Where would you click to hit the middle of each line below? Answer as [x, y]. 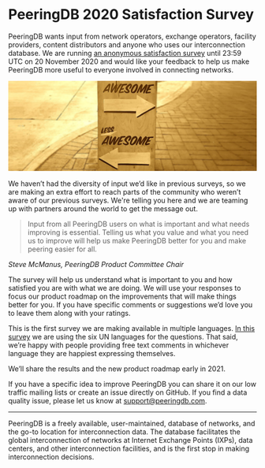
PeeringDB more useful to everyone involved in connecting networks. [121, 69]
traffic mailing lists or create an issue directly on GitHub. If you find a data [128, 392]
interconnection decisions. [51, 457]
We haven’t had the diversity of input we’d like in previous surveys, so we [127, 184]
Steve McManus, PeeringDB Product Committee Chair [96, 265]
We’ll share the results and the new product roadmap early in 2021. [117, 369]
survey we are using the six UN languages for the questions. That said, [123, 337]
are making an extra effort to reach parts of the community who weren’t [125, 192]
